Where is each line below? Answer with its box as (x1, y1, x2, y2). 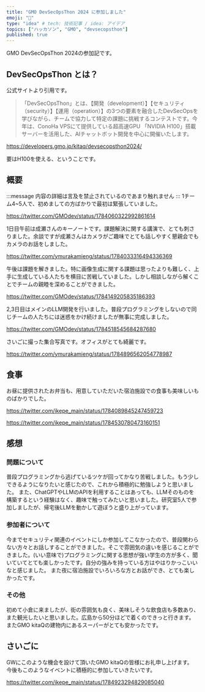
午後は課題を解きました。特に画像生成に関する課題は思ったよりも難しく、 (6, 265, 194, 272)
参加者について (6, 521, 51, 529)
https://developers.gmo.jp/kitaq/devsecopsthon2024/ (6, 142, 142, 150)
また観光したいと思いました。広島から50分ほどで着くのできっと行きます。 (6, 613, 195, 621)
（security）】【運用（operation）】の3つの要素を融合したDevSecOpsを (21, 107, 199, 114)
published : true (6, 32, 48, 38)
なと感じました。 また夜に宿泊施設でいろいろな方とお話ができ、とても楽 (6, 566, 190, 574)
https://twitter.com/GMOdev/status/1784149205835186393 (6, 293, 155, 300)
